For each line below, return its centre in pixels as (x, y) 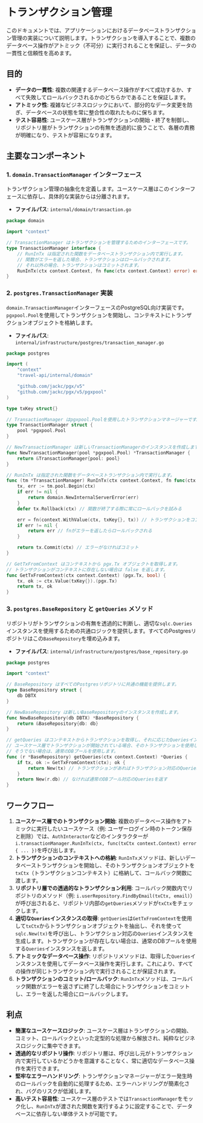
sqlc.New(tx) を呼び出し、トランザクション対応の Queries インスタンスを (104, 933)
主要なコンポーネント (46, 156)
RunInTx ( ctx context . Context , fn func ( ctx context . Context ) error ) (104, 271)
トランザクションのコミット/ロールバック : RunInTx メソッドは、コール (101, 978)
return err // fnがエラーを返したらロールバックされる (90, 531)
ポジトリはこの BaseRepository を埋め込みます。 (65, 638)
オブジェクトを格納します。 (61, 322)
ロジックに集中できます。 (52, 1046)
